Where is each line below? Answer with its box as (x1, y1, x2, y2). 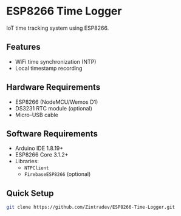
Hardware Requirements (6, 82, 101, 92)
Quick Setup (6, 188, 54, 198)
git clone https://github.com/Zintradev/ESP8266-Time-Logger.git (6, 204, 175, 211)
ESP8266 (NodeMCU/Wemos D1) (15, 98, 98, 106)
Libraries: (15, 158, 39, 165)
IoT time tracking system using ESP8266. (6, 24, 109, 32)
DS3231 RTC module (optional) (15, 104, 93, 112)
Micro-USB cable (15, 111, 59, 118)
